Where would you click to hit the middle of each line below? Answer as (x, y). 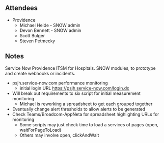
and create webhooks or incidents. (40, 73)
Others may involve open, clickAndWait (59, 135)
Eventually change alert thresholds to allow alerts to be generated (79, 109)
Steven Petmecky (37, 41)
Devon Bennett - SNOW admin (50, 30)
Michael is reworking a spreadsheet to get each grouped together (86, 104)
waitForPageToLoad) (41, 130)
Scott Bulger (32, 35)
